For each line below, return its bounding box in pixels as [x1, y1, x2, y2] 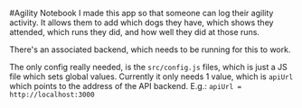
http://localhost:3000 [9, 90, 95, 99]
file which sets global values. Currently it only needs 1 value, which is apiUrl [9, 71, 294, 82]
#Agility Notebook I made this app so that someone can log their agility [9, 8, 274, 18]
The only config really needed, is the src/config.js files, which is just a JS [9, 62, 288, 72]
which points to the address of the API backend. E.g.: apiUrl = [9, 81, 242, 91]
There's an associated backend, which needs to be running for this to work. [9, 44, 291, 55]
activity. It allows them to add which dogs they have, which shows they [9, 17, 274, 28]
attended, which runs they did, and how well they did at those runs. [9, 27, 260, 37]
